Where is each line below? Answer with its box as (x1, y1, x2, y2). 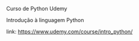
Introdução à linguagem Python (6, 17, 84, 23)
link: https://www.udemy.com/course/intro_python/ (6, 28, 133, 35)
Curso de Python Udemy (6, 5, 67, 12)
